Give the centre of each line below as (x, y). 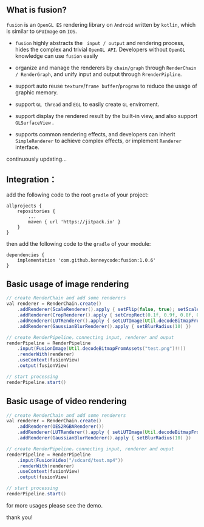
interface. (27, 147)
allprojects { (24, 206)
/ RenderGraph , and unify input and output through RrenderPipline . (98, 74)
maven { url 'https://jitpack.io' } (74, 222)
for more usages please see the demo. (55, 505)
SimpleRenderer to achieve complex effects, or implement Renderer (98, 141)
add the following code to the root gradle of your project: (77, 195)
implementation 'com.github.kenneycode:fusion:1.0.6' (87, 260)
